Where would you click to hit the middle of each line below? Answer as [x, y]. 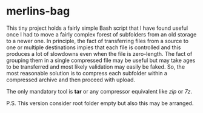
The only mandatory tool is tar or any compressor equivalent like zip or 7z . [99, 91]
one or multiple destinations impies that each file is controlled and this [94, 47]
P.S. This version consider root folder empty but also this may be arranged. [100, 103]
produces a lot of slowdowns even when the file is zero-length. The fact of [99, 53]
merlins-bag [38, 11]
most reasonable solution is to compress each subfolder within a [87, 73]
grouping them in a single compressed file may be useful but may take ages [101, 60]
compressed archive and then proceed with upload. [71, 80]
